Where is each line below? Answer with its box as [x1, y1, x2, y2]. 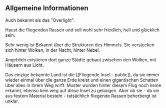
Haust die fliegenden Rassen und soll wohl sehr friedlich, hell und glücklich [5, 27, 160, 33]
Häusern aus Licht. [5, 62, 44, 68]
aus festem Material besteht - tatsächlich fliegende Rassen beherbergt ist [5, 93, 156, 99]
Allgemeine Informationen [5, 4, 88, 12]
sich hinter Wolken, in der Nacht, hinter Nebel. [5, 47, 100, 53]
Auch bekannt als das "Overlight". [5, 17, 75, 23]
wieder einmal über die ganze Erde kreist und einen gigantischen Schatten [5, 77, 158, 83]
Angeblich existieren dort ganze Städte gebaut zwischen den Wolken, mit [5, 57, 156, 63]
